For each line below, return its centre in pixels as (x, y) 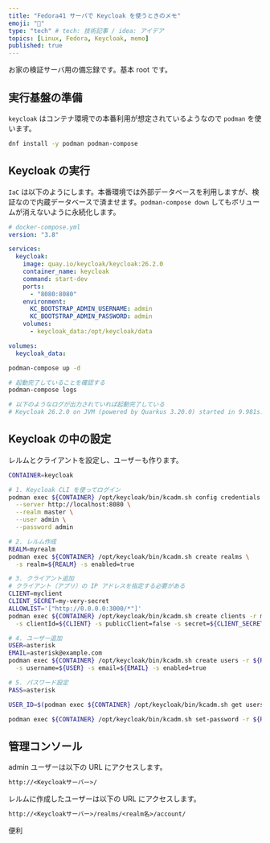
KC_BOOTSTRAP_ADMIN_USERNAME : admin (91, 309)
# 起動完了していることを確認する (57, 382)
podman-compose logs (43, 390)
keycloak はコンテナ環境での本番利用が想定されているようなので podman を (131, 118)
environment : (45, 302)
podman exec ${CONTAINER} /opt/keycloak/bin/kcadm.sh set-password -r (129, 719)
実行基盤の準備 (45, 97)
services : (25, 249)
